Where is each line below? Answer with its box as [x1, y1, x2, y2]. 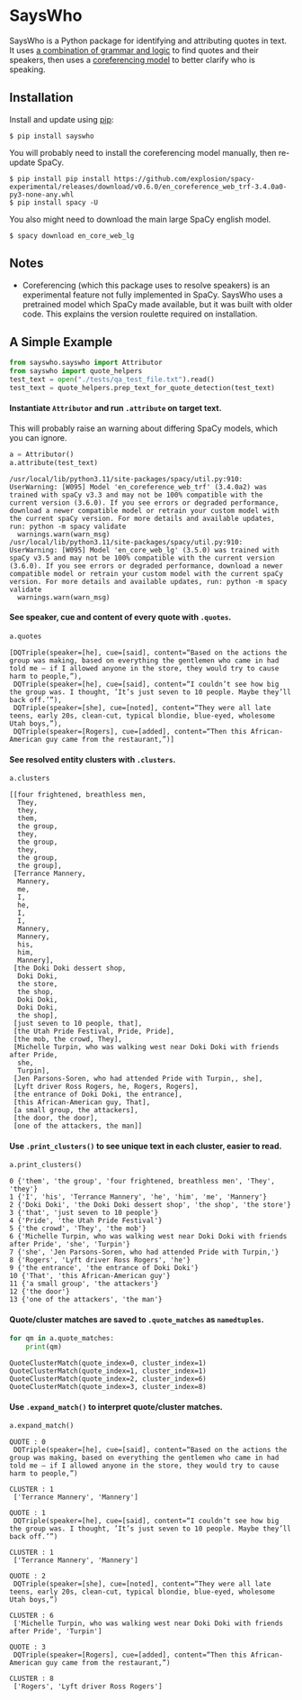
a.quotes [9, 632, 42, 641]
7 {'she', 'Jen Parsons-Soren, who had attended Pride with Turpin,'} [9, 1248, 280, 1257]
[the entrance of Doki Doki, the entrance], [13, 1090, 182, 1099]
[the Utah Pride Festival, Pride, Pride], [13, 1027, 175, 1036]
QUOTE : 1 [9, 1509, 47, 1518]
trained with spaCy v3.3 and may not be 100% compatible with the [9, 490, 263, 499]
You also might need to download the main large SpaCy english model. [9, 214, 271, 224]
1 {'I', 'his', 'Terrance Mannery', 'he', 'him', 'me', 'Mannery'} [9, 1193, 268, 1202]
